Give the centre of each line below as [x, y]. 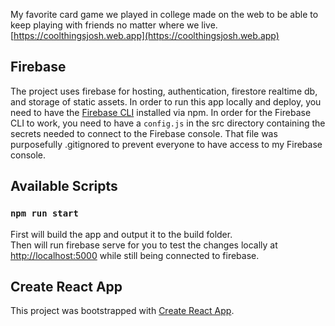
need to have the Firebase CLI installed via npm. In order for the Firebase [161, 112]
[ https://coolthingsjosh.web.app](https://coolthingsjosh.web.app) [145, 35]
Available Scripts [64, 186]
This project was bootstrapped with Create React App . [122, 311]
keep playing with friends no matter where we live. [114, 25]
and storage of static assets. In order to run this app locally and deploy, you [166, 101]
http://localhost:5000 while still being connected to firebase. [135, 255]
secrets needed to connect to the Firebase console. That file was [144, 133]
